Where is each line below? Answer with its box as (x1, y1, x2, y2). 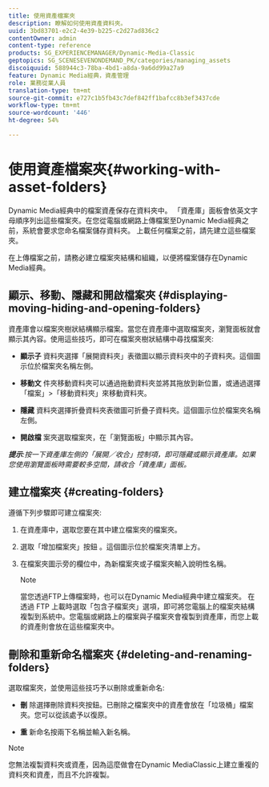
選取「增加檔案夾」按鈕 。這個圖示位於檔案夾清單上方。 (19, 542, 205, 552)
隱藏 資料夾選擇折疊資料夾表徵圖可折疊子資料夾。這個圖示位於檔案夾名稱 (19, 405, 261, 414)
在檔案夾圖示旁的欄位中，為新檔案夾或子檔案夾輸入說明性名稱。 (19, 559, 231, 569)
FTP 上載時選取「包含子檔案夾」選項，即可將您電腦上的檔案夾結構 (35, 601, 255, 611)
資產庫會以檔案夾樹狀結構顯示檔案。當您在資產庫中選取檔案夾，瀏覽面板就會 (8, 324, 261, 333)
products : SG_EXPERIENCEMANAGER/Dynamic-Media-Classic (8, 49, 195, 57)
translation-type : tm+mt (8, 86, 91, 95)
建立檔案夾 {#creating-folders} (8, 485, 164, 499)
